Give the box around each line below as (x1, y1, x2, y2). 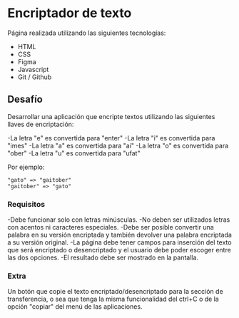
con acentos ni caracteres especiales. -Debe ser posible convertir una (7, 223, 214, 232)
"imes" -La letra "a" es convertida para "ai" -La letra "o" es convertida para (7, 141, 229, 150)
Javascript (17, 65, 49, 73)
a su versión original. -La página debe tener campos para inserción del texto (7, 238, 232, 247)
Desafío (7, 93, 43, 106)
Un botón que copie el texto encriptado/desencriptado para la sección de (7, 287, 223, 296)
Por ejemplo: (7, 163, 45, 171)
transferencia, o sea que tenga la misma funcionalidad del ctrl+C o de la (7, 294, 219, 304)
